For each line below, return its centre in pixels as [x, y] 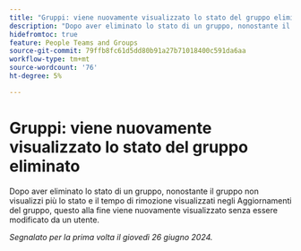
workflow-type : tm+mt [50, 59]
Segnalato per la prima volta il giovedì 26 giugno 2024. [111, 237]
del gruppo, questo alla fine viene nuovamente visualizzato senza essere [143, 210]
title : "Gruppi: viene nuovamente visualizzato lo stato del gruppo [140, 17]
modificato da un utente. [55, 220]
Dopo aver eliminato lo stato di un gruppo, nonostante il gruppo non [134, 191]
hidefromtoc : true [43, 34]
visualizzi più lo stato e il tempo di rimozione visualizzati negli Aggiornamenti [151, 200]
